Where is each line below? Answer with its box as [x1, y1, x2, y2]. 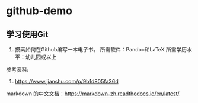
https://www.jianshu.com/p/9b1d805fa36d [14, 78, 119, 85]
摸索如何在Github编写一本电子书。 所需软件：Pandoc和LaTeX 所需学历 [14, 46, 187, 53]
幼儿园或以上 [25, 53, 57, 60]
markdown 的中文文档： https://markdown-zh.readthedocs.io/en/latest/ [6, 90, 180, 97]
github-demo [6, 4, 73, 18]
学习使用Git [6, 29, 49, 39]
